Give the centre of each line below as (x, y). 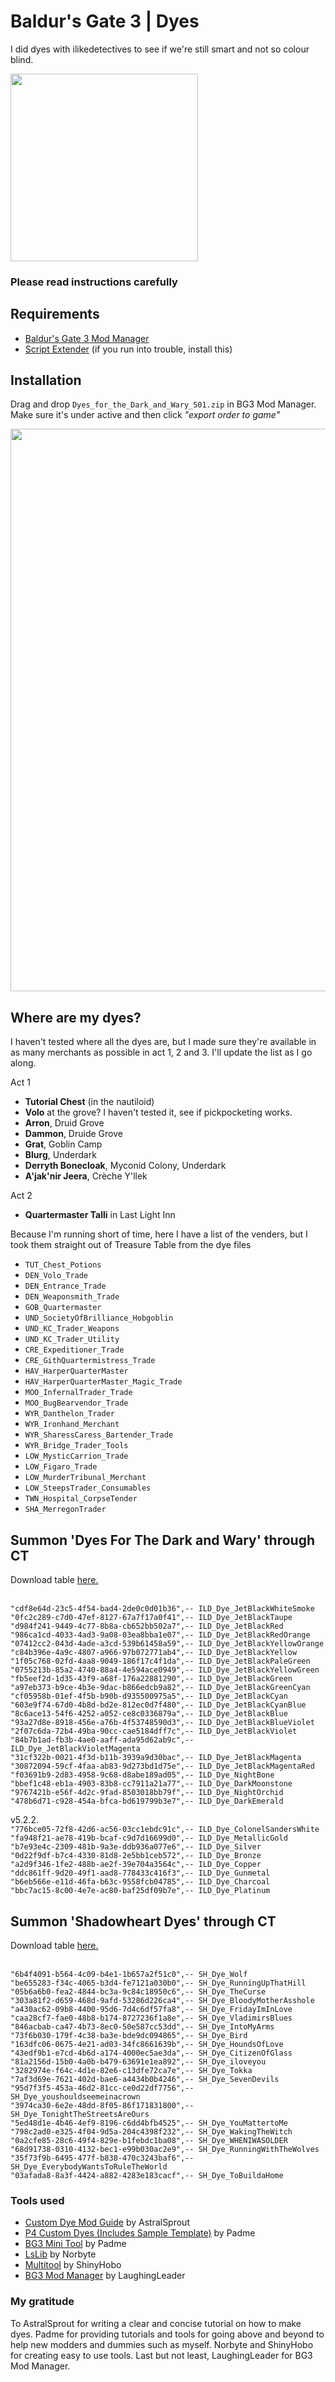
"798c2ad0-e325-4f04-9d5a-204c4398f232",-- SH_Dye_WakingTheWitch (151, 2131)
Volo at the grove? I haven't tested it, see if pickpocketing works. (158, 1112)
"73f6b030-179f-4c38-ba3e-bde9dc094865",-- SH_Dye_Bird (129, 2035)
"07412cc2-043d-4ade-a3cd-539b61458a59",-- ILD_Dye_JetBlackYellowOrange (167, 1644)
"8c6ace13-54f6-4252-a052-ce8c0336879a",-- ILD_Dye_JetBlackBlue (149, 1714)
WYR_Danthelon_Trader (69, 1414)
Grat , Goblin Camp (63, 1144)
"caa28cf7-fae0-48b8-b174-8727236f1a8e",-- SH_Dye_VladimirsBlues (151, 2018)
